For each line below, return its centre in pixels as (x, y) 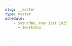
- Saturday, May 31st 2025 (41, 23)
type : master (18, 14)
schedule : (15, 18)
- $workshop (30, 28)
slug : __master (20, 9)
